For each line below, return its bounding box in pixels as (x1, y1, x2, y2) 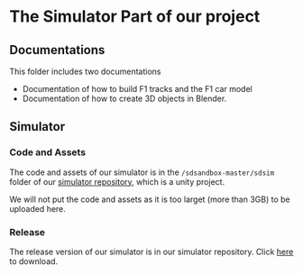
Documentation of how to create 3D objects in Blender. (22, 93, 227, 104)
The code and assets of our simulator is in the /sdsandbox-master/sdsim (9, 167, 275, 178)
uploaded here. (9, 203, 66, 214)
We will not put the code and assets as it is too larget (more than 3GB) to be (9, 194, 290, 205)
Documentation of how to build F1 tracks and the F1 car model (22, 84, 252, 94)
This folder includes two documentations (9, 66, 161, 77)
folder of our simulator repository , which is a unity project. (9, 176, 225, 187)
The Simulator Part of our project (9, 6, 261, 27)
